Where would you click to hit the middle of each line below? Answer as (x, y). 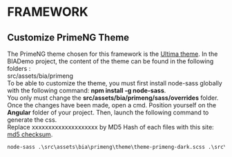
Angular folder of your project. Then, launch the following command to (108, 112)
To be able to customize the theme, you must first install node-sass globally (115, 83)
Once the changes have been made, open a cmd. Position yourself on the (112, 105)
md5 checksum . (30, 134)
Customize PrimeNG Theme (68, 38)
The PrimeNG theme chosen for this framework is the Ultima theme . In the (113, 54)
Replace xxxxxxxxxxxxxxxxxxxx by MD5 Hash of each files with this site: (110, 127)
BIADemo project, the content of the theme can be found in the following (110, 61)
